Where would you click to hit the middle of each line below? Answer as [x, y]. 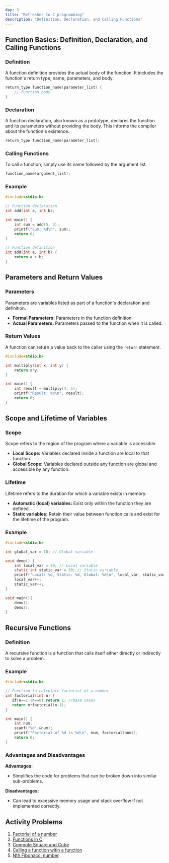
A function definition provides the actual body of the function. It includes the [84, 73]
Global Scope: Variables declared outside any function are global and [84, 464]
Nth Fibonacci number [36, 855]
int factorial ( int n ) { [30, 696]
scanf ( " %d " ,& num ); [33, 728]
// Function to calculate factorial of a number [57, 691]
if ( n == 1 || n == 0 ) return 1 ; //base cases [54, 700]
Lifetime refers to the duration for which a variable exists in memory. [76, 493]
